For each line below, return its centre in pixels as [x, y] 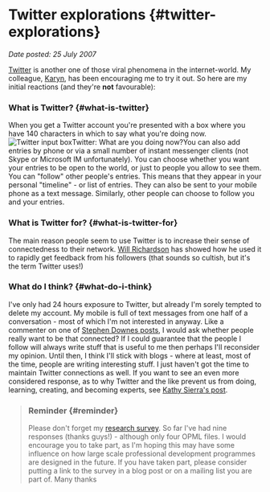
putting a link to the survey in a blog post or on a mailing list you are [140, 471]
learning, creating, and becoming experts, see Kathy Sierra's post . [118, 389]
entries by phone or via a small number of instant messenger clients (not [129, 151]
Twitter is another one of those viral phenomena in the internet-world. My [130, 69]
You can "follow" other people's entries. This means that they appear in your [135, 176]
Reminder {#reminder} [73, 410]
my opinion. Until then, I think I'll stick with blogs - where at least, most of [130, 355]
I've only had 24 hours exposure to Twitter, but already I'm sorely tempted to [135, 304]
